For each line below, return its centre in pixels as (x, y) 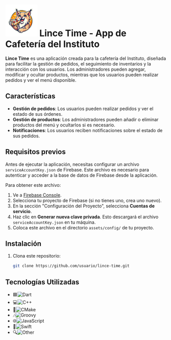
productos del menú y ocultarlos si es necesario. (64, 125)
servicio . (22, 211)
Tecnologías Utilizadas (42, 282)
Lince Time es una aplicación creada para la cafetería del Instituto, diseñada (86, 58)
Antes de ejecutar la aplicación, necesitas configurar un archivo (72, 164)
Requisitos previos (35, 152)
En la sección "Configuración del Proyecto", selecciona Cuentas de (83, 206)
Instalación (23, 243)
